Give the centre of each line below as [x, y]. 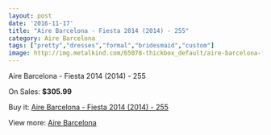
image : [19, 53]
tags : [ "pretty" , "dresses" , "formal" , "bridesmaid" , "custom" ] [112, 46]
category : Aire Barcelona [52, 38]
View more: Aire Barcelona [52, 123]
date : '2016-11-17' [41, 23]
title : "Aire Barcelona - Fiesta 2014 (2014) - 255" [99, 31]
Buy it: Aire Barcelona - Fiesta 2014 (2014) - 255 [89, 107]
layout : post [30, 16]
